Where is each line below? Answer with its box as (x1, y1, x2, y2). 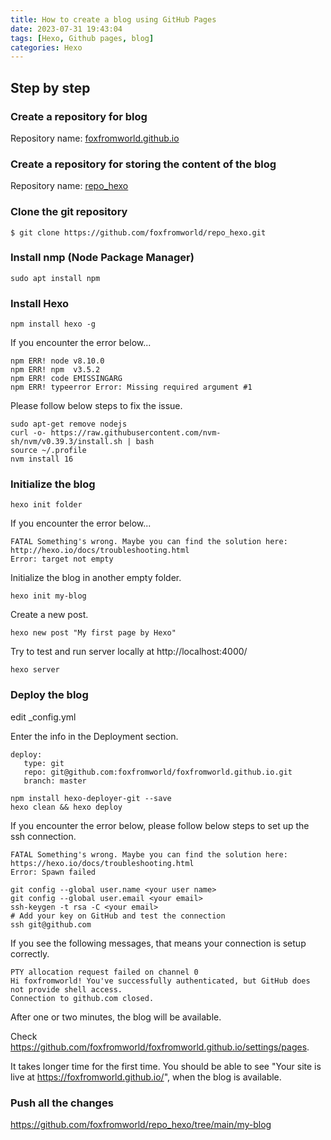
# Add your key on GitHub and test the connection (10, 911, 226, 921)
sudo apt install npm (10, 273, 101, 283)
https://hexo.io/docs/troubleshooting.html (10, 858, 195, 868)
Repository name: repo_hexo (10, 180, 129, 192)
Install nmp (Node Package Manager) (10, 251, 195, 265)
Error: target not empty (10, 554, 114, 565)
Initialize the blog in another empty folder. (10, 572, 182, 584)
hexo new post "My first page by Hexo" (10, 628, 177, 638)
